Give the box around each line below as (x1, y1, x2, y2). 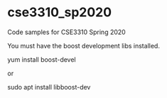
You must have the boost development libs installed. (7, 41, 160, 50)
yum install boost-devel (7, 55, 76, 64)
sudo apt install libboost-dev (7, 82, 91, 91)
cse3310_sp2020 (7, 4, 112, 21)
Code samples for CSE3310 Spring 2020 (7, 28, 126, 36)
